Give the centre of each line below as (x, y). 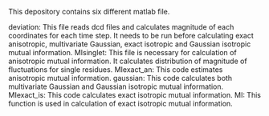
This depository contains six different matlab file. (89, 12)
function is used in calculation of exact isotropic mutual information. (120, 104)
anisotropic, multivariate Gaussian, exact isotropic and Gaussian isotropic (130, 44)
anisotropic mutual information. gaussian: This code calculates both (120, 78)
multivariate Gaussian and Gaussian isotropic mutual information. (116, 86)
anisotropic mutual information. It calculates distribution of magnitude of (128, 61)
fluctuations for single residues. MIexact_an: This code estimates (116, 70)
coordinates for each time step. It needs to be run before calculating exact (131, 36)
